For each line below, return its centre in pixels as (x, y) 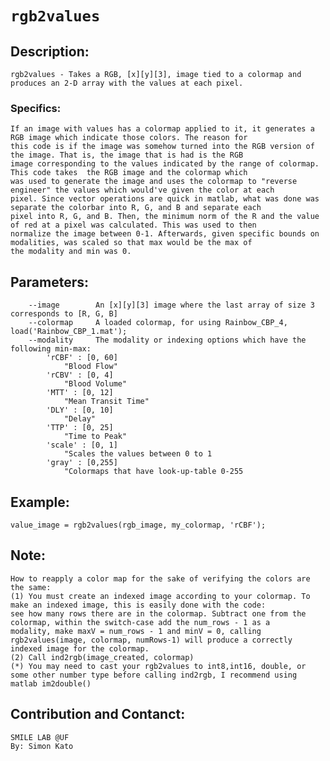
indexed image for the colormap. (80, 648)
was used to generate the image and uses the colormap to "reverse (154, 182)
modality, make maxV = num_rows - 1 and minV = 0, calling (136, 631)
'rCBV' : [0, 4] (80, 375)
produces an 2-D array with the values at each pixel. (127, 83)
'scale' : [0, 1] (82, 445)
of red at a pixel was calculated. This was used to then (133, 225)
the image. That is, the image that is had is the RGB (127, 155)
